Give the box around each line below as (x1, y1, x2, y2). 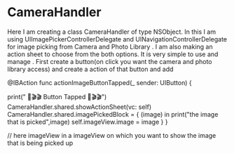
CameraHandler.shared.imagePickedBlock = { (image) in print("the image (7, 110, 219, 118)
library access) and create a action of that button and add (7, 65, 174, 73)
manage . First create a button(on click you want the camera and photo (7, 57, 212, 65)
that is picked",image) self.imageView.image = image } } (7, 117, 168, 126)
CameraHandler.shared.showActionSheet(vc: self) (7, 103, 152, 111)
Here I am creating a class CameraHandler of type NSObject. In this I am (7, 27, 216, 36)
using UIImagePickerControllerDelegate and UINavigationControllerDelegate (7, 34, 228, 43)
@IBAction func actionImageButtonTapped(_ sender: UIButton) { (7, 78, 192, 86)
